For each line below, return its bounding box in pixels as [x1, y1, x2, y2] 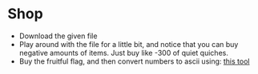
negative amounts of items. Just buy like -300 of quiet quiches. [18, 48, 229, 57]
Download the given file [18, 31, 98, 41]
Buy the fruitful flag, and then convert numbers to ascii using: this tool [18, 56, 250, 66]
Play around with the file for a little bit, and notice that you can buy [18, 39, 239, 49]
